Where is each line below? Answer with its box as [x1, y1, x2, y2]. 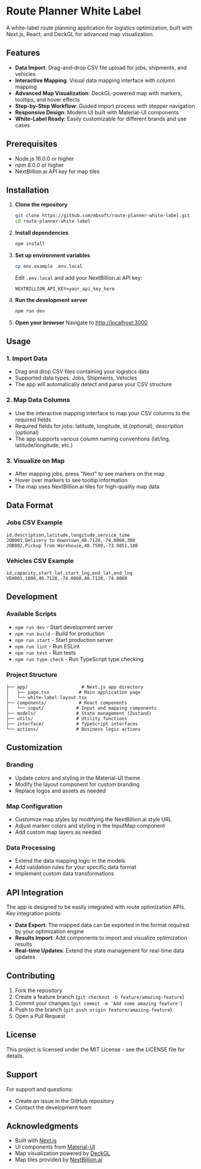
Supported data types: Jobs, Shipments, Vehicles [14, 374, 137, 381]
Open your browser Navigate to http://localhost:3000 [14, 319, 148, 326]
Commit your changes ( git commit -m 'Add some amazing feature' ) [14, 999, 183, 1007]
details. [6, 1052, 25, 1060]
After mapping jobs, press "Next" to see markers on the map [14, 470, 165, 478]
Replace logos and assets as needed [14, 787, 106, 794]
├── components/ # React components [6, 700, 128, 706]
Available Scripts [6, 609, 57, 618]
